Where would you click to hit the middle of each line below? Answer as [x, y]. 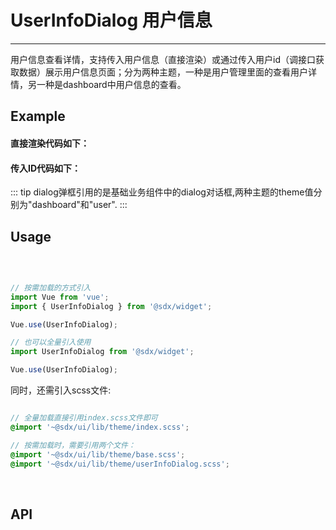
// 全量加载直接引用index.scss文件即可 [84, 418]
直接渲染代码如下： [50, 143]
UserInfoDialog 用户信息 [111, 20]
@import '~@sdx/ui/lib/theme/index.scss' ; [100, 427]
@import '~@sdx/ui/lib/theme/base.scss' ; [98, 454]
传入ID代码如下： [46, 168]
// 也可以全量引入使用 [51, 342]
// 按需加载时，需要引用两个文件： [73, 445]
